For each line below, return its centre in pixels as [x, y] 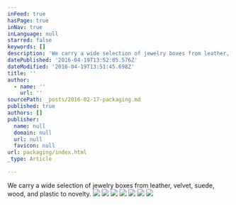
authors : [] [25, 113]
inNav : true [25, 27]
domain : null [33, 133]
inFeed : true [27, 14]
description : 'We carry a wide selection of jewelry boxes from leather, [119, 54]
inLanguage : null [33, 34]
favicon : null [34, 146]
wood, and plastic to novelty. [49, 194]
